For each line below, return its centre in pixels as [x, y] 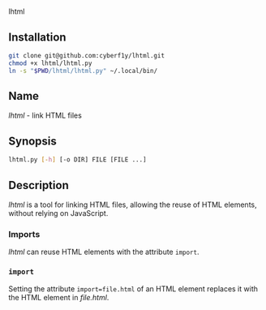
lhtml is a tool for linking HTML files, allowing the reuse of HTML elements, [133, 205]
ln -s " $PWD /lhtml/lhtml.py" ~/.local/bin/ [83, 71]
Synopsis [32, 141]
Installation [37, 37]
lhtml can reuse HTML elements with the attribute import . [104, 252]
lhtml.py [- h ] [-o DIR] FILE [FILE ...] [78, 160]
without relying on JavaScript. [58, 213]
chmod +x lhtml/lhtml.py [50, 63]
